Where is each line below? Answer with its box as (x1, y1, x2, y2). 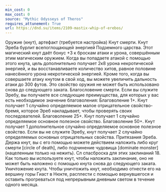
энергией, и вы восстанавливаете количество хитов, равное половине (5, 65, 156, 72)
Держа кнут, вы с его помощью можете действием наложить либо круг (5, 139, 159, 145)
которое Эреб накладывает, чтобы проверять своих (21, 108, 132, 114)
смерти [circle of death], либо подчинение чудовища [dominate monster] (5, 145, 159, 151)
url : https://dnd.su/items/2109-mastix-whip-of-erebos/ (5, 26, 123, 31)
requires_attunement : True (5, 21, 61, 26)
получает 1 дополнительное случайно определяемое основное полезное (5, 124, 162, 129)
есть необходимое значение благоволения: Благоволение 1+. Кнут (5, 97, 148, 103)
